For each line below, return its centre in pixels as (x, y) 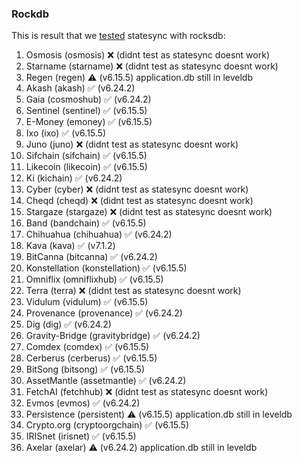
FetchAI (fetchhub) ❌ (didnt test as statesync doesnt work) (147, 392)
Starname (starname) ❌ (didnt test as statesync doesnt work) (152, 66)
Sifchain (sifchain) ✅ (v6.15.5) (86, 156)
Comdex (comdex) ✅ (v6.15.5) (87, 347)
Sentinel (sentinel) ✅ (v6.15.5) (86, 111)
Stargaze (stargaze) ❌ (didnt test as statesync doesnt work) (149, 212)
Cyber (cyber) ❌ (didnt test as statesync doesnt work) (137, 189)
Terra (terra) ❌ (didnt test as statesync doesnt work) (133, 291)
